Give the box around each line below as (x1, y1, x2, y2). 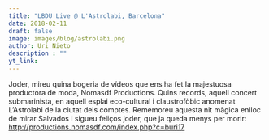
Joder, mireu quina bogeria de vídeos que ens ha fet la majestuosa (8, 78, 232, 89)
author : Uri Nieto (8, 42, 71, 50)
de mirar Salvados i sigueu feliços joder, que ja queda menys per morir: (8, 113, 247, 123)
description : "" (8, 49, 67, 57)
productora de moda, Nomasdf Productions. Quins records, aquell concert (8, 87, 258, 97)
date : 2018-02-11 (8, 19, 67, 28)
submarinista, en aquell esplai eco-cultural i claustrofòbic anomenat (8, 96, 236, 106)
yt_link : (8, 57, 38, 66)
